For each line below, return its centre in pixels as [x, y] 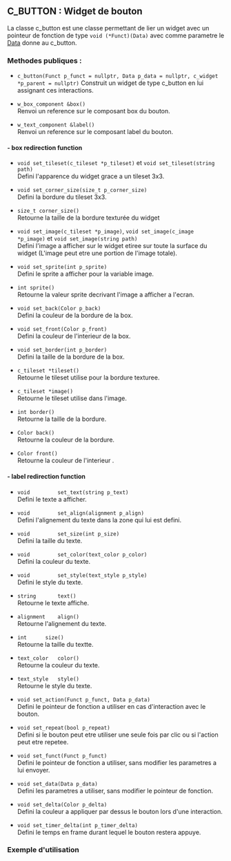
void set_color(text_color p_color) [82, 555]
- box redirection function [45, 147]
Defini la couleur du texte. [54, 561]
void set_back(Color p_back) [59, 309]
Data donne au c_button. [42, 42]
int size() [40, 637]
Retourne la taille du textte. [55, 644]
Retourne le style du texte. [54, 685]
